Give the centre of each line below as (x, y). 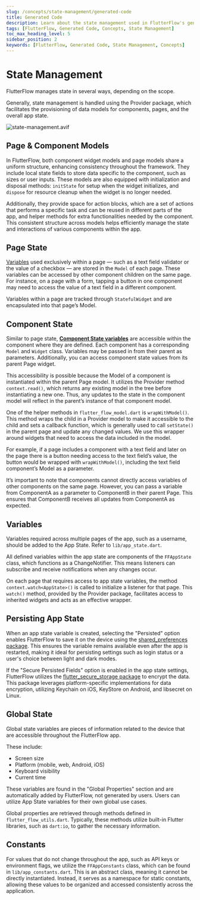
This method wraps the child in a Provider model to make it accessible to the (100, 419)
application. (21, 890)
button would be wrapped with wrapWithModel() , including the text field (93, 462)
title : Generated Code (34, 17)
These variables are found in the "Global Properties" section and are (90, 789)
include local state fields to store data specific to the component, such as (96, 173)
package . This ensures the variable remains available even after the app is (97, 645)
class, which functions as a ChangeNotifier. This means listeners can (91, 563)
